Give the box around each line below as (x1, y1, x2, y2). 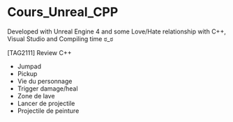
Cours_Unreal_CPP (7, 4, 119, 20)
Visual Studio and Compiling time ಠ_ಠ (7, 34, 114, 43)
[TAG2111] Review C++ (7, 48, 72, 56)
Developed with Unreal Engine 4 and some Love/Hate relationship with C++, (7, 27, 227, 36)
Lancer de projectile (17, 99, 75, 107)
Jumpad (17, 62, 42, 70)
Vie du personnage (17, 77, 73, 85)
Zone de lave (17, 91, 55, 100)
